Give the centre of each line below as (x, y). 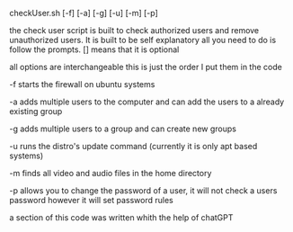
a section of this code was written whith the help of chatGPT (121, 218)
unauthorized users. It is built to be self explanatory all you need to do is (143, 40)
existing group (36, 111)
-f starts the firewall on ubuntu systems (82, 84)
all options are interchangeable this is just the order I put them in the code (146, 67)
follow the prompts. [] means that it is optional (94, 49)
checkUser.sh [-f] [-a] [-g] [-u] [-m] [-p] (84, 13)
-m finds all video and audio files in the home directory (111, 173)
